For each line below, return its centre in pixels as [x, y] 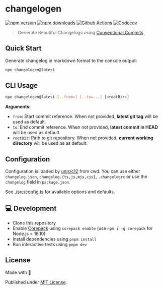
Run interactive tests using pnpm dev [50, 244]
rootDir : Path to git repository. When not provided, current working [83, 138]
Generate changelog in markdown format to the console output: [71, 61]
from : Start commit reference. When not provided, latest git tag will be [85, 117]
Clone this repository [34, 223]
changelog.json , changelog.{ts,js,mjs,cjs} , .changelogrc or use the [76, 177]
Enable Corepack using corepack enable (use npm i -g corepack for [83, 228]
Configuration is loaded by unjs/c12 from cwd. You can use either [73, 171]
